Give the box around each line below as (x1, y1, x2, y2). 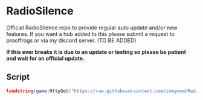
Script (6, 72, 30, 82)
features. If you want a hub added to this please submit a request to (6, 30, 175, 37)
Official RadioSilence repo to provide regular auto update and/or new (6, 24, 178, 31)
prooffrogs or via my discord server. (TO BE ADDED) (6, 37, 137, 44)
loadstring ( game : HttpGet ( (6, 88, 71, 94)
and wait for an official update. (6, 54, 85, 62)
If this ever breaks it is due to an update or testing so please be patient (6, 48, 186, 55)
